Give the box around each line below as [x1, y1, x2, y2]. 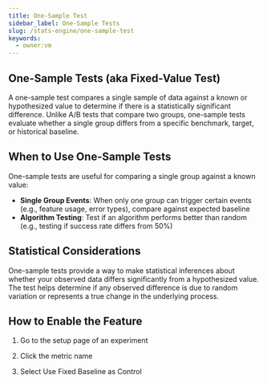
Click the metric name [19, 351, 93, 361]
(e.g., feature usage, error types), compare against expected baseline [19, 204, 250, 214]
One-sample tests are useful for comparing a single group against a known [8, 171, 256, 181]
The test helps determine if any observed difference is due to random [8, 283, 238, 292]
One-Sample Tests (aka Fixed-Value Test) [8, 71, 221, 85]
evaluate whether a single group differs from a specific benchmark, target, [8, 118, 254, 128]
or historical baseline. [8, 126, 79, 136]
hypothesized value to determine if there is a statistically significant [8, 101, 231, 111]
